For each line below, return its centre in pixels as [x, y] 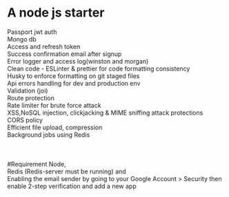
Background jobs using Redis [49, 134]
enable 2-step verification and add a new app [72, 186]
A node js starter [56, 13]
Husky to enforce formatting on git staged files [73, 76]
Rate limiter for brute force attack [54, 105]
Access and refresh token [44, 46]
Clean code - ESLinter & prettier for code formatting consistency [99, 68]
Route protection [31, 97]
